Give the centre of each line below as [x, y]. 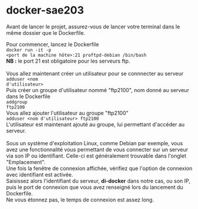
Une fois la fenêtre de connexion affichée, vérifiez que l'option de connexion [99, 168]
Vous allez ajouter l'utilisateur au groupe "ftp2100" [67, 113]
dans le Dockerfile [28, 96]
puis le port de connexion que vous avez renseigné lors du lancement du [95, 187]
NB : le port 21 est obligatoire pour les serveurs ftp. [68, 61]
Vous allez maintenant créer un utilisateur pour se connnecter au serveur [95, 73]
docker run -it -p [29, 50]
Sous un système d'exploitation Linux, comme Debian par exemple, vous [95, 143]
